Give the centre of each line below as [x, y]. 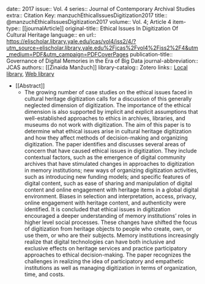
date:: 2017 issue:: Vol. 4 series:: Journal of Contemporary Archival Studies [101, 9]
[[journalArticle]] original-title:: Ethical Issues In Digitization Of [100, 28]
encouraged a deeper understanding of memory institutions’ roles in [110, 216]
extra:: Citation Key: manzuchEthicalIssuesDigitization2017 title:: [87, 15]
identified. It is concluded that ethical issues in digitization [97, 209]
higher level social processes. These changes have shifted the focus [111, 222]
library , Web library [30, 74]
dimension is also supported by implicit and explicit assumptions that [111, 112]
